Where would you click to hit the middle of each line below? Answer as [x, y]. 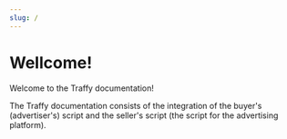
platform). [28, 124]
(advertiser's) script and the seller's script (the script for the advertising [144, 115]
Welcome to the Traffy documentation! [82, 88]
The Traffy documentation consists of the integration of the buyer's [136, 105]
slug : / [24, 18]
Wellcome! [51, 62]
